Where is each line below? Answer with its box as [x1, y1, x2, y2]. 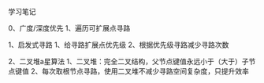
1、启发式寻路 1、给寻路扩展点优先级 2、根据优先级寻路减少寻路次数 [8, 40, 229, 49]
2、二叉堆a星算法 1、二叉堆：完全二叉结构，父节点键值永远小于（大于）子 [8, 57, 250, 66]
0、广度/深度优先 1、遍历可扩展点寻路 [8, 23, 131, 33]
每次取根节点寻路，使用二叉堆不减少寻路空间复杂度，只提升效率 [42, 67, 250, 76]
